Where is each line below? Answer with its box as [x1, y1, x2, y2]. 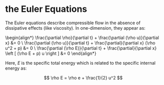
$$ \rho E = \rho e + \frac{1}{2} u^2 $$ [44, 75, 123, 81]
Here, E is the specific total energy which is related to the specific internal [5, 60, 156, 66]
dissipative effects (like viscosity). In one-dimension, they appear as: [5, 25, 146, 31]
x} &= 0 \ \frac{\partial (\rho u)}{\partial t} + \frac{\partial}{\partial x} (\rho [5, 40, 156, 45]
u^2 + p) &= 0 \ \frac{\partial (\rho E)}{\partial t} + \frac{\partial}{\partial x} [5, 45, 157, 51]
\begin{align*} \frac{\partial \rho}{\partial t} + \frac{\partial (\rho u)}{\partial [5, 35, 160, 41]
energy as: [5, 65, 27, 71]
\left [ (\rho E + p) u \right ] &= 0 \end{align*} [5, 50, 97, 56]
